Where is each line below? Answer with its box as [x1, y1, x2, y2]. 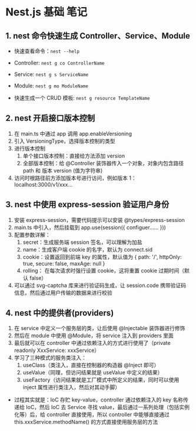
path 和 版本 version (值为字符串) [22, 166, 103, 174]
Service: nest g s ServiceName [14, 71, 89, 77]
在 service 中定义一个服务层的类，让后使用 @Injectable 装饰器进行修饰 [14, 325, 185, 332]
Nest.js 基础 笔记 [5, 5, 88, 19]
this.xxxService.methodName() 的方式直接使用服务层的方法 [14, 419, 158, 426]
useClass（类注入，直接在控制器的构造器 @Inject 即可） [22, 361, 160, 369]
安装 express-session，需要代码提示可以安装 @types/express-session [14, 216, 185, 223]
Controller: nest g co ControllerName [14, 60, 105, 66]
